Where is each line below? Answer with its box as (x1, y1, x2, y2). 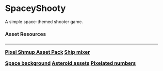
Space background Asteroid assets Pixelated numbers (5, 59, 136, 66)
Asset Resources (5, 31, 46, 37)
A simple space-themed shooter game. (5, 19, 83, 24)
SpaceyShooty (5, 3, 66, 14)
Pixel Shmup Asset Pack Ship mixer (5, 49, 90, 56)
